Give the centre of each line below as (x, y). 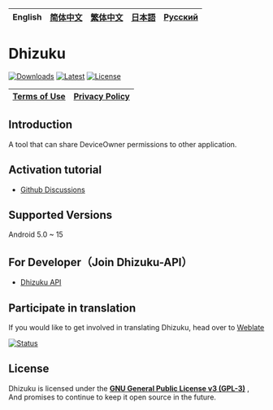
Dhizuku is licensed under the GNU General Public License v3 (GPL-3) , (129, 388)
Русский (181, 17)
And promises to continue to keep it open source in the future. (113, 397)
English (27, 17)
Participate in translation (72, 308)
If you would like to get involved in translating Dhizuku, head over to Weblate (136, 327)
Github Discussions (52, 190)
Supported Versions (60, 215)
